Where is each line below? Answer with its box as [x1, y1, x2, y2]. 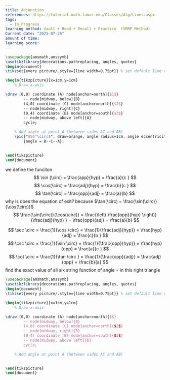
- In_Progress [10, 21, 39, 27]
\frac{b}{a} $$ [78, 259, 109, 265]
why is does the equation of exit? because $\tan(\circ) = [5, 198, 122, 204]
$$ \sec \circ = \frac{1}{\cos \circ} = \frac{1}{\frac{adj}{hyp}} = [8, 227, 140, 233]
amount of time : [5, 36, 39, 41]
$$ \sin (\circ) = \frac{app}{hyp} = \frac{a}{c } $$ [33, 174, 137, 181]
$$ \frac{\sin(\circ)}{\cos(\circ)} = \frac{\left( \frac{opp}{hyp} [13, 212, 141, 218]
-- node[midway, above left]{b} [23, 338, 92, 343]
